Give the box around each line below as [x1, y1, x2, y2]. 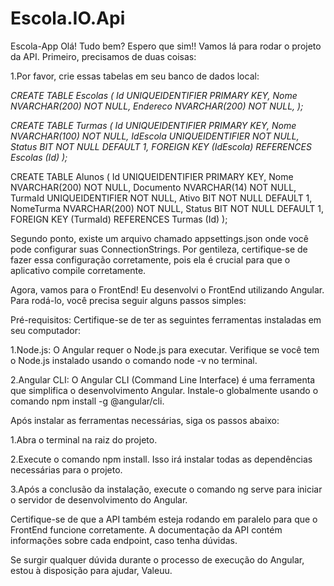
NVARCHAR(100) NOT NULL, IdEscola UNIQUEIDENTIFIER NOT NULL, [10, 130, 300, 142]
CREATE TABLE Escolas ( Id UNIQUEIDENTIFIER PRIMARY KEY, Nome [10, 89, 298, 101]
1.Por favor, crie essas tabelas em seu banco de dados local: [10, 70, 260, 82]
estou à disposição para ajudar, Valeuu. [10, 564, 173, 576]
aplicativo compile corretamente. [10, 264, 147, 276]
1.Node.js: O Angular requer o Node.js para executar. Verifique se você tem [10, 343, 320, 356]
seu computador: [10, 324, 82, 336]
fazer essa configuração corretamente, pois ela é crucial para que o [10, 253, 291, 266]
